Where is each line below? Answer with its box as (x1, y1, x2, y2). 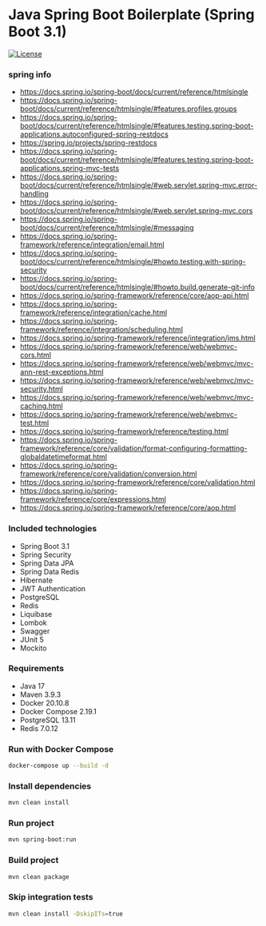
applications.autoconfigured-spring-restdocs (19, 129, 169, 139)
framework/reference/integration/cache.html (19, 308, 168, 317)
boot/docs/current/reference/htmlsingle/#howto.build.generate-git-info (19, 282, 256, 292)
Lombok (19, 618, 48, 627)
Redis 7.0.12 (19, 723, 58, 733)
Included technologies (8, 523, 97, 535)
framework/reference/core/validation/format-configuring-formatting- (19, 443, 248, 453)
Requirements (8, 663, 65, 674)
